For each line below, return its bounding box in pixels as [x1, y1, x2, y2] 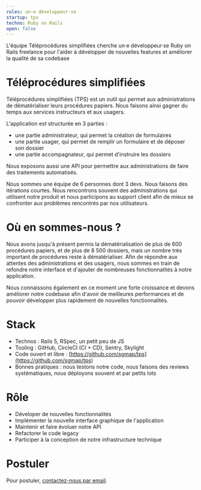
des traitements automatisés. [6, 169, 78, 176]
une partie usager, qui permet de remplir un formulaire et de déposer [14, 138, 185, 145]
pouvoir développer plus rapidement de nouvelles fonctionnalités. [6, 297, 169, 304]
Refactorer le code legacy [14, 430, 79, 437]
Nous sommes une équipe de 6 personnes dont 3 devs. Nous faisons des [6, 181, 188, 188]
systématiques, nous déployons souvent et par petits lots [14, 370, 157, 377]
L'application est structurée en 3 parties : [6, 120, 108, 127]
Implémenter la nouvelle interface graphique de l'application [14, 417, 164, 424]
